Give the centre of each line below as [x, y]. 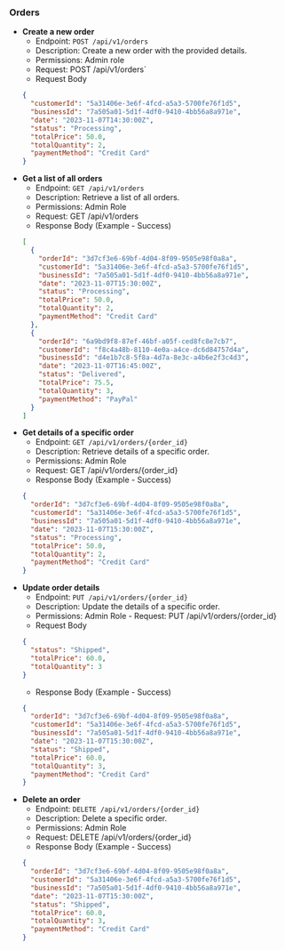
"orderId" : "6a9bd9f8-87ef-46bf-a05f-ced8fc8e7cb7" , [138, 341]
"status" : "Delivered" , [82, 374]
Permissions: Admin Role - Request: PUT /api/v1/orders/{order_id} [156, 616]
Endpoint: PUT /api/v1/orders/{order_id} [111, 597]
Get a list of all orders [62, 179]
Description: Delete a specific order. [101, 818]
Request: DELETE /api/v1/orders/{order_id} [114, 837]
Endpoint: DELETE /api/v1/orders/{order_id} [118, 809]
